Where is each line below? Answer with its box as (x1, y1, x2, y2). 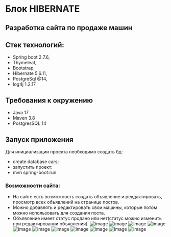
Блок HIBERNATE (5, 3, 80, 15)
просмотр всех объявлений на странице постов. (12, 199, 119, 205)
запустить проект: (12, 164, 53, 170)
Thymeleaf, (12, 60, 37, 66)
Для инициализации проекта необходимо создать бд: (5, 149, 123, 155)
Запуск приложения (5, 135, 74, 144)
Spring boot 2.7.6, (12, 54, 50, 60)
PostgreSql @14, (12, 76, 47, 82)
